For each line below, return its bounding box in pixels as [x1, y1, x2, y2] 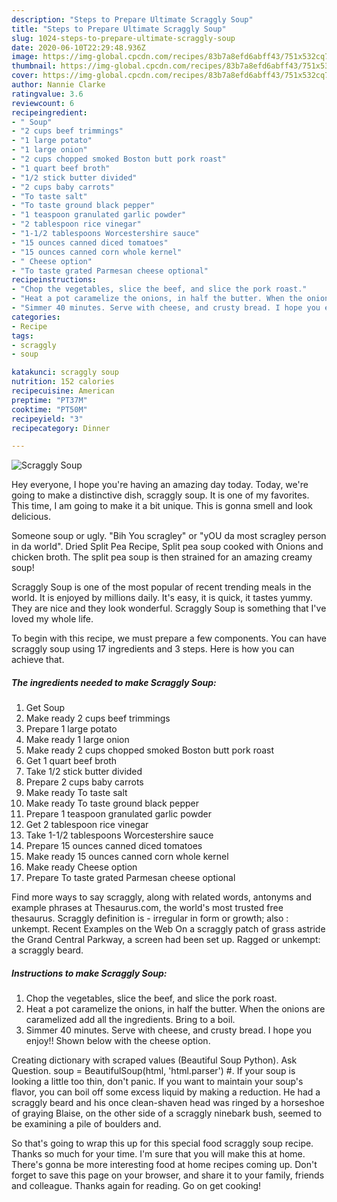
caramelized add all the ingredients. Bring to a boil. [25, 1014, 236, 1026]
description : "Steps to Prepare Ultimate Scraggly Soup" [11, 14, 254, 25]
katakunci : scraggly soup [11, 367, 119, 378]
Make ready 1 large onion [25, 734, 130, 746]
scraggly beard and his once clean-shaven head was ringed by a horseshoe [11, 1097, 325, 1109]
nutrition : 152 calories [11, 377, 115, 387]
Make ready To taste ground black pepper [25, 797, 199, 810]
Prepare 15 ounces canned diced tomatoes [25, 840, 203, 852]
